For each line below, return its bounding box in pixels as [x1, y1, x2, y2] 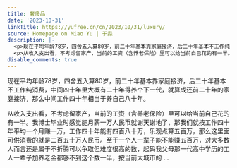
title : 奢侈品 [7, 10, 46, 18]
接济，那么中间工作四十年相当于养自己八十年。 [13, 94, 150, 102]
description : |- [7, 37, 55, 44]
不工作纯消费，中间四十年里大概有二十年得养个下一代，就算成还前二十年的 [7, 85, 224, 94]
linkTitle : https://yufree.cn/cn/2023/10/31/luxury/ [7, 23, 166, 30]
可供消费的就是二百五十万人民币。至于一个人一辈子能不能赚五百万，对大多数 [7, 136, 230, 144]
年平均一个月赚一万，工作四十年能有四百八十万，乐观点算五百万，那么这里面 [7, 126, 230, 135]
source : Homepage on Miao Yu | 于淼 [7, 30, 113, 37]
